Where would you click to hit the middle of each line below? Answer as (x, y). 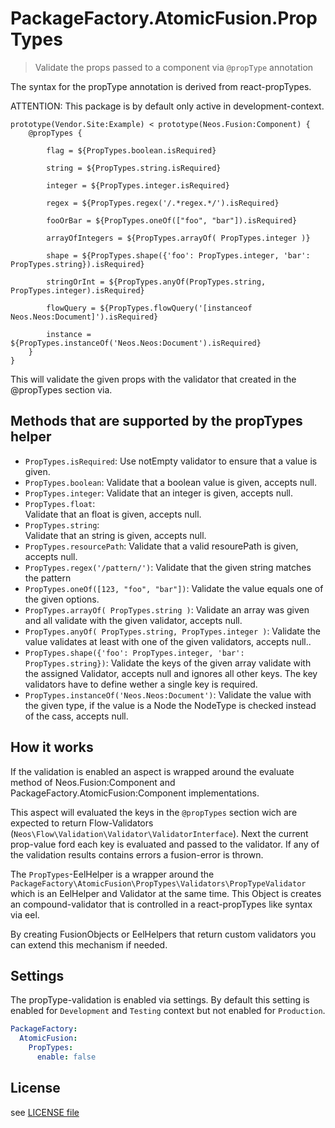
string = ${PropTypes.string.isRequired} (134, 168)
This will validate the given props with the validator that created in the (153, 379)
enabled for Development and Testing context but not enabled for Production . (168, 1011)
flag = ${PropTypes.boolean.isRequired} (131, 150)
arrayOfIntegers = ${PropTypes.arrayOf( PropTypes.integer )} (178, 238)
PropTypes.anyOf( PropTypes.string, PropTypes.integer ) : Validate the (172, 631)
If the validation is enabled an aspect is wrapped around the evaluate (152, 771)
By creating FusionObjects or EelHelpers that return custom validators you (163, 934)
